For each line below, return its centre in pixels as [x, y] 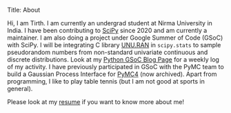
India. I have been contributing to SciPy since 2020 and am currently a [107, 30]
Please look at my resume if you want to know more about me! [96, 102]
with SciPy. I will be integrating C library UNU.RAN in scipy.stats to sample [114, 45]
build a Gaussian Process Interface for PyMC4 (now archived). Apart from [112, 74]
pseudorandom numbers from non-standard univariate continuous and [108, 52]
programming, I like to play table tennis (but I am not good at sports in [106, 81]
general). [20, 89]
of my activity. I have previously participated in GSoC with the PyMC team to [115, 67]
